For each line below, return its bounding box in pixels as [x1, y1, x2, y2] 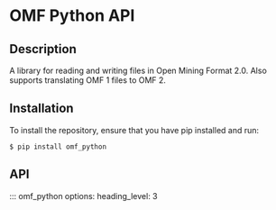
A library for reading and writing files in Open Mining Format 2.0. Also [9, 65, 268, 76]
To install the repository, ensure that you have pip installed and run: [9, 124, 260, 135]
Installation [9, 101, 74, 116]
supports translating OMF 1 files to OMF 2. [9, 75, 167, 86]
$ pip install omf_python [9, 142, 106, 151]
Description [9, 41, 77, 57]
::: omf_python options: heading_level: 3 [9, 190, 158, 201]
